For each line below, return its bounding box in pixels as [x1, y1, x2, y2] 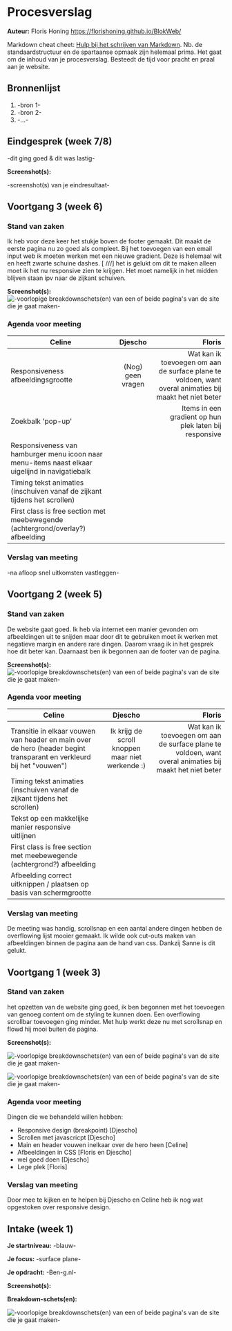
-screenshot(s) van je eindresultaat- [7, 180, 110, 189]
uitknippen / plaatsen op [10, 879, 90, 888]
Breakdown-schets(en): [7, 1295, 77, 1303]
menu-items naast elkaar [10, 458, 93, 467]
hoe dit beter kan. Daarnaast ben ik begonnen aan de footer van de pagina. [7, 647, 221, 655]
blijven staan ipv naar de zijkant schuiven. [7, 274, 126, 282]
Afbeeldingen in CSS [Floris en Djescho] [17, 1148, 133, 1157]
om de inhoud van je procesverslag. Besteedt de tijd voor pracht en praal [7, 55, 215, 63]
